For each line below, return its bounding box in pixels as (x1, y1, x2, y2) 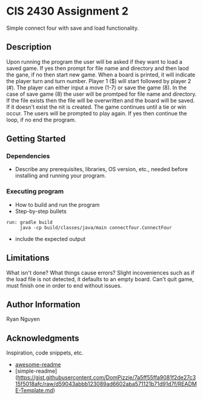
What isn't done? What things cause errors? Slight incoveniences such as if (6, 269, 195, 276)
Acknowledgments (6, 333, 80, 344)
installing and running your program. (15, 172, 106, 180)
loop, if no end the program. (6, 116, 76, 123)
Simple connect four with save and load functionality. (6, 24, 139, 32)
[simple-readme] (15, 367, 58, 375)
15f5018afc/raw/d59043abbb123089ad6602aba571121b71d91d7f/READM (15, 381, 197, 388)
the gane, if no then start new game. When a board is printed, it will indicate (6, 71, 196, 78)
